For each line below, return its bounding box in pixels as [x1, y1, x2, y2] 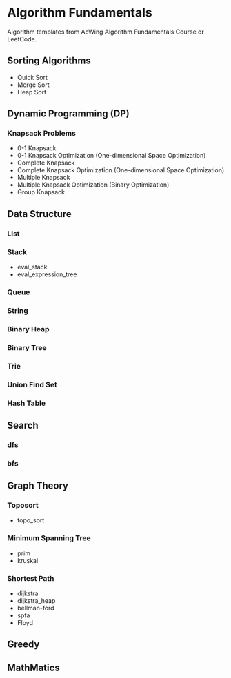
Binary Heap [7, 324, 50, 333]
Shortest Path [7, 573, 54, 583]
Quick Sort [17, 73, 48, 81]
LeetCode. [7, 34, 37, 43]
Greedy [7, 639, 40, 650]
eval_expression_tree [17, 270, 77, 278]
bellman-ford [17, 604, 54, 613]
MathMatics [7, 661, 60, 673]
